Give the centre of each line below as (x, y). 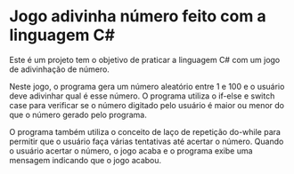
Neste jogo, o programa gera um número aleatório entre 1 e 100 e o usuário (147, 86)
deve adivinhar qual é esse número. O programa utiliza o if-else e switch (142, 96)
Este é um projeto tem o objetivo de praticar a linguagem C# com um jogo (145, 59)
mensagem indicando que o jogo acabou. (86, 160)
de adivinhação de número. (59, 69)
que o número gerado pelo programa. (78, 115)
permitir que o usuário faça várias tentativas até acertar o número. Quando (147, 141)
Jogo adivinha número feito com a (138, 16)
